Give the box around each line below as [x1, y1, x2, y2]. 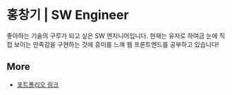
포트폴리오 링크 [16, 80, 59, 89]
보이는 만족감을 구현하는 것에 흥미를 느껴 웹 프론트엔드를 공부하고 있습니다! [13, 40, 219, 48]
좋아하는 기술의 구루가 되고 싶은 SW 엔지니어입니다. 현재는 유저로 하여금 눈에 [6, 31, 218, 40]
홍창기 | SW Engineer [6, 7, 129, 23]
